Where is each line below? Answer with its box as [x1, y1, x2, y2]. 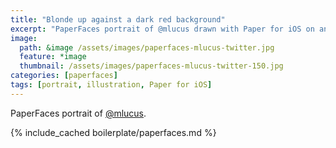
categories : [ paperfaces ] [10, 71, 118, 81]
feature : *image [19, 52, 87, 62]
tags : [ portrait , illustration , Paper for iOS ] [10, 80, 213, 90]
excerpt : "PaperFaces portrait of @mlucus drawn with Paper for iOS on [10, 24, 315, 34]
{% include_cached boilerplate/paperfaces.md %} [10, 126, 217, 138]
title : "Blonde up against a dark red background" [10, 14, 226, 25]
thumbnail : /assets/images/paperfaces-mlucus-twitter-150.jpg [19, 61, 284, 71]
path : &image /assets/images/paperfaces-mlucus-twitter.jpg [19, 42, 275, 53]
